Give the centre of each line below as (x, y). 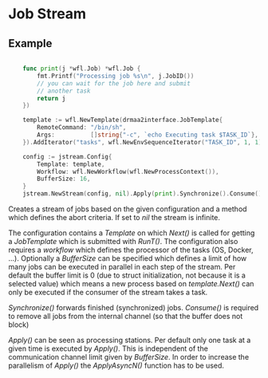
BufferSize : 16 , (64, 179)
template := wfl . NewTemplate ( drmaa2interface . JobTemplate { (123, 120)
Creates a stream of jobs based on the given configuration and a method (128, 209)
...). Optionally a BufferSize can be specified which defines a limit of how (128, 258)
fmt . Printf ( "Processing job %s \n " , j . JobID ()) (116, 76)
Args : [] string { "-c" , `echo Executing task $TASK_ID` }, (148, 135)
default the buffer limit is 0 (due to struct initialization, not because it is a (127, 275)
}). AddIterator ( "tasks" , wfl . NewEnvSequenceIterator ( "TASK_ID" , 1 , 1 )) (144, 142)
